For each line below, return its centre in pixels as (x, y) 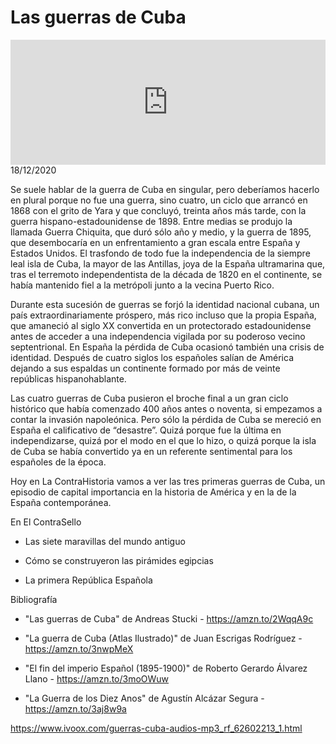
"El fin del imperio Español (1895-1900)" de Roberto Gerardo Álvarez (166, 668)
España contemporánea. (61, 502)
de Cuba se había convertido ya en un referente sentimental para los (151, 451)
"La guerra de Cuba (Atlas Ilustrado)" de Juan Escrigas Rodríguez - (163, 638)
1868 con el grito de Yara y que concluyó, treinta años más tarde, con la (158, 210)
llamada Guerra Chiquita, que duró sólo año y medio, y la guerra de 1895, (161, 232)
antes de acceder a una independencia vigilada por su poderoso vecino (158, 336)
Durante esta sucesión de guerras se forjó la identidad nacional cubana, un (165, 304)
